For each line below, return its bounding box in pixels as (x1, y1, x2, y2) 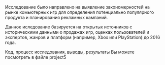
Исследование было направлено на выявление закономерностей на (5, 4, 150, 10)
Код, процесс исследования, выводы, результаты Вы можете (5, 49, 134, 55)
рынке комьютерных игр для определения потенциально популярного (5, 9, 154, 15)
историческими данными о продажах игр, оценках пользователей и (5, 29, 149, 35)
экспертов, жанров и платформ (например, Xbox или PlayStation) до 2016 (5, 34, 160, 40)
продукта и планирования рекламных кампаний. (5, 15, 108, 20)
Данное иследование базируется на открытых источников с (5, 24, 132, 30)
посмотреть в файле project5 (5, 54, 66, 60)
